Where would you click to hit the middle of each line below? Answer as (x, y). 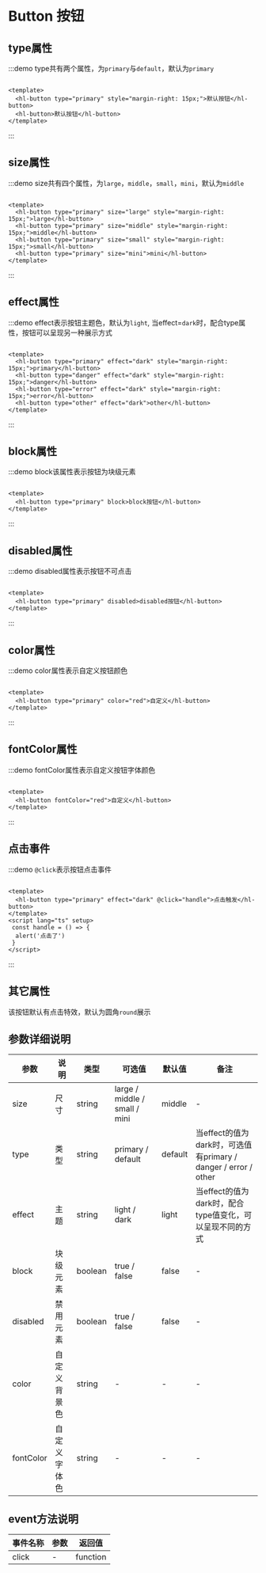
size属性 (29, 163)
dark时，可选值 (224, 1145)
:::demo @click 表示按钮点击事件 (60, 869)
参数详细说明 (40, 1039)
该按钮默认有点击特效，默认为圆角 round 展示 (80, 1012)
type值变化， (220, 1215)
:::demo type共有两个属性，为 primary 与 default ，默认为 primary (111, 68)
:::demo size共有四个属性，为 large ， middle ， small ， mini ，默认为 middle (126, 183)
